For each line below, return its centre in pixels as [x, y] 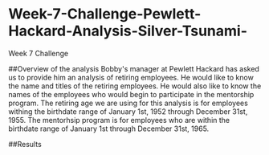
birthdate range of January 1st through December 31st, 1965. [109, 128]
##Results [25, 144]
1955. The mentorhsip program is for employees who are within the [119, 120]
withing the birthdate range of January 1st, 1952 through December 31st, [128, 111]
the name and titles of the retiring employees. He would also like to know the [135, 86]
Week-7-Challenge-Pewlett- [105, 14]
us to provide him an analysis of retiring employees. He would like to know [131, 77]
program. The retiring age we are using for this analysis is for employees [128, 103]
